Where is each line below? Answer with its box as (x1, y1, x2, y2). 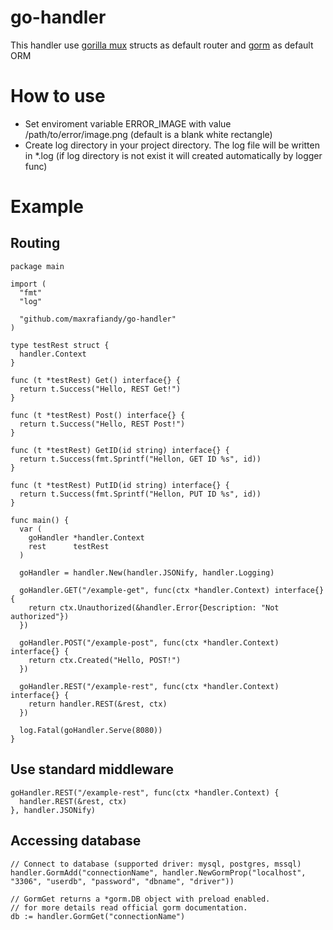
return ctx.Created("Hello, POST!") (28, 655, 182, 665)
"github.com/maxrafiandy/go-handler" (19, 314, 177, 324)
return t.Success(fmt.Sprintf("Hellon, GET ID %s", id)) (19, 454, 262, 464)
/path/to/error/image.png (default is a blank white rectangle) (24, 128, 273, 140)
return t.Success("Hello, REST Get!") (19, 384, 182, 394)
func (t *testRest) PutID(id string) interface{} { (10, 480, 230, 490)
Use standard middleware (10, 761, 174, 778)
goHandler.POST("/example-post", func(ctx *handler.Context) (19, 637, 280, 648)
